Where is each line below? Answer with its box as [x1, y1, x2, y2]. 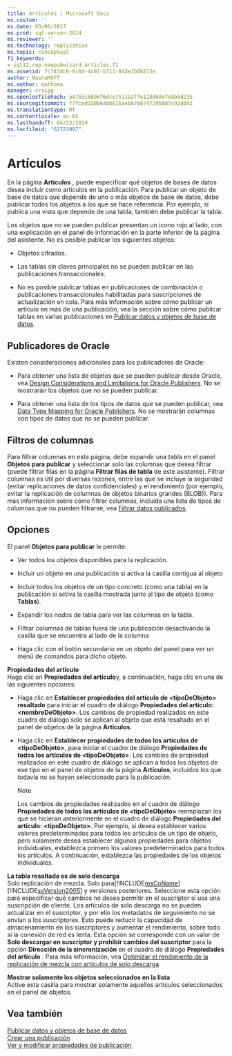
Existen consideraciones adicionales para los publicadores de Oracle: [7, 358, 205, 367]
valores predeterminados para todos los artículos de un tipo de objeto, [17, 829, 218, 837]
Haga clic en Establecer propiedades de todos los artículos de [17, 736, 198, 745]
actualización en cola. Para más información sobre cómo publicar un [17, 298, 213, 306]
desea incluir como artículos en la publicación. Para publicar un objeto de [7, 186, 216, 194]
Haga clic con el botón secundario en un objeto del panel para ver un [17, 644, 214, 653]
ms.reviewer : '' [7, 36, 54, 43]
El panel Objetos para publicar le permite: [7, 542, 127, 550]
